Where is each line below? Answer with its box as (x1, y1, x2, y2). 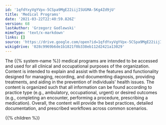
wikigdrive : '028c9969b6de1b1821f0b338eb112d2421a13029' (5, 44, 125, 49)
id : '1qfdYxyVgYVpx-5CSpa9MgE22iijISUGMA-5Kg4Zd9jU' (5, 7, 116, 12)
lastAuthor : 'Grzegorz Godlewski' (5, 26, 77, 31)
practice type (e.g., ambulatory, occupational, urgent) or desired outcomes (5, 89, 157, 95)
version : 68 (5, 21, 30, 26)
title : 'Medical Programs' (5, 12, 61, 17)
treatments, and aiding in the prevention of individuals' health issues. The (5, 79, 155, 85)
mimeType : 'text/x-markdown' (5, 30, 65, 35)
